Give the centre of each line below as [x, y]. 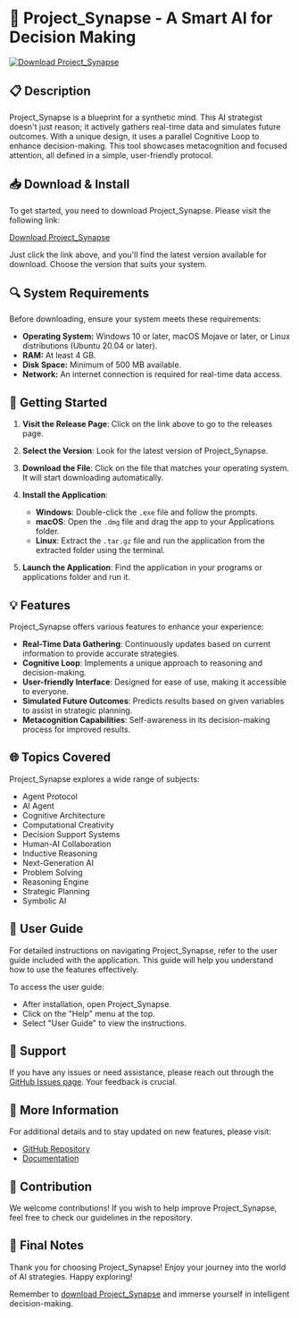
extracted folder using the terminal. [100, 550]
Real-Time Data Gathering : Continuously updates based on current [146, 644]
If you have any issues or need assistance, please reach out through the [142, 1072]
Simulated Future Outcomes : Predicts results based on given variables [153, 701]
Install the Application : [65, 495]
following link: [35, 220]
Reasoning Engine [55, 881]
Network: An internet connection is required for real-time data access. [152, 374]
